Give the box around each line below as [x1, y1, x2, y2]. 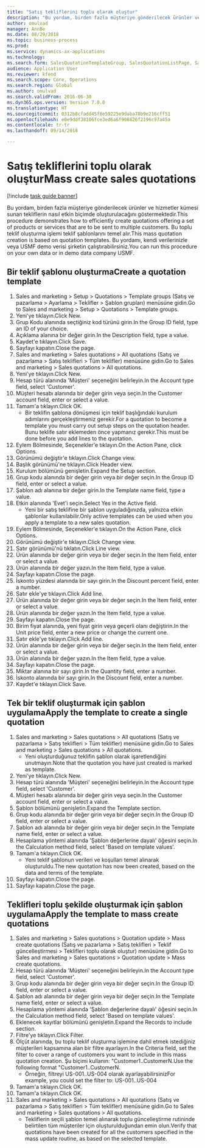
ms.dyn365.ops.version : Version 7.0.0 [7, 99, 105, 105]
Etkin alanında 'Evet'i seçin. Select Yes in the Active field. [15, 499, 158, 507]
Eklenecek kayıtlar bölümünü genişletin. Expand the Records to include [15, 1018, 192, 1026]
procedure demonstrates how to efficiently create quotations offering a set [7, 217, 194, 224]
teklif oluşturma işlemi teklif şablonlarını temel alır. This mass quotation [7, 229, 182, 237]
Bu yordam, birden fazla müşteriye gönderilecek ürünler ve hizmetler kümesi [7, 204, 198, 211]
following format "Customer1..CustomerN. [15, 1064, 121, 1071]
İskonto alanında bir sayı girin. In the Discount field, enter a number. [15, 673, 184, 681]
